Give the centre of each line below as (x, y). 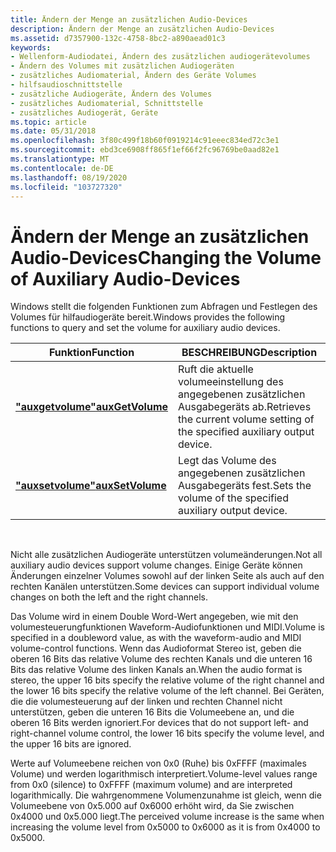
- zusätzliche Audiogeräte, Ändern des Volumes (111, 94)
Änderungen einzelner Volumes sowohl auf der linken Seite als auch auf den (167, 576)
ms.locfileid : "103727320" (66, 187)
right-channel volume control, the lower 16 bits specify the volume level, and (167, 733)
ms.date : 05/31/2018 (53, 131)
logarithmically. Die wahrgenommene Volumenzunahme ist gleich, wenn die (166, 795)
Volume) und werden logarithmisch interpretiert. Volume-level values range (164, 774)
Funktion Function (91, 353)
